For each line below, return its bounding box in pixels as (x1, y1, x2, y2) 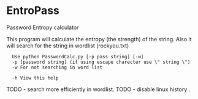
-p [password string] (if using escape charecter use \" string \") (12, 59, 191, 65)
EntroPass (6, 4, 59, 18)
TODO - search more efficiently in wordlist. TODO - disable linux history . (6, 86, 191, 93)
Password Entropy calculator (6, 24, 79, 31)
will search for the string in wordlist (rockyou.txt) (6, 42, 129, 49)
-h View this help (12, 75, 59, 81)
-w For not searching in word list (12, 64, 103, 70)
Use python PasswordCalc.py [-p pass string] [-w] (12, 53, 144, 60)
